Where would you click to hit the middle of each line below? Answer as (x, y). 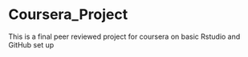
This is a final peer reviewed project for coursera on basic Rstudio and (124, 36)
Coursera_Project (68, 15)
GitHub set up (31, 44)
